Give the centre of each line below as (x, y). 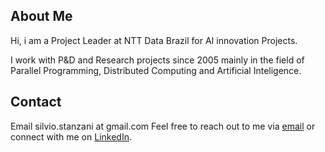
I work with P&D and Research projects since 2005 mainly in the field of (157, 60)
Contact (36, 102)
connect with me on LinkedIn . (71, 136)
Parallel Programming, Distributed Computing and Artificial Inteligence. (156, 70)
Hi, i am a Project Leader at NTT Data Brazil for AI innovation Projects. (154, 40)
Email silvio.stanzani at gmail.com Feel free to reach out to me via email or (163, 126)
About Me (41, 16)
